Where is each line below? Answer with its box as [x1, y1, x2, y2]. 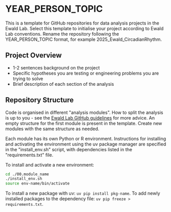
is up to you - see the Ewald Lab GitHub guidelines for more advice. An [5, 114, 155, 121]
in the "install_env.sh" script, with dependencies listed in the [5, 146, 132, 152]
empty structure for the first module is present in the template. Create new [5, 120, 162, 126]
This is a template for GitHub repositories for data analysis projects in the [5, 20, 160, 26]
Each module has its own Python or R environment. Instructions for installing [5, 135, 166, 142]
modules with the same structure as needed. [5, 126, 100, 132]
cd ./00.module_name [5, 172, 50, 177]
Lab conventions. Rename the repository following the [5, 31, 119, 37]
